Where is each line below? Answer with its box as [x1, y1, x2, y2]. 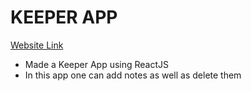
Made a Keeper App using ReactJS [24, 58, 170, 70]
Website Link [10, 39, 64, 51]
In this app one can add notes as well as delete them [24, 69, 242, 81]
